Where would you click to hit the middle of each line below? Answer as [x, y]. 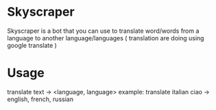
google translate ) [32, 45]
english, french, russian [40, 99]
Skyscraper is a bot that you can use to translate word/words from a [103, 31]
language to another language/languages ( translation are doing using [106, 38]
